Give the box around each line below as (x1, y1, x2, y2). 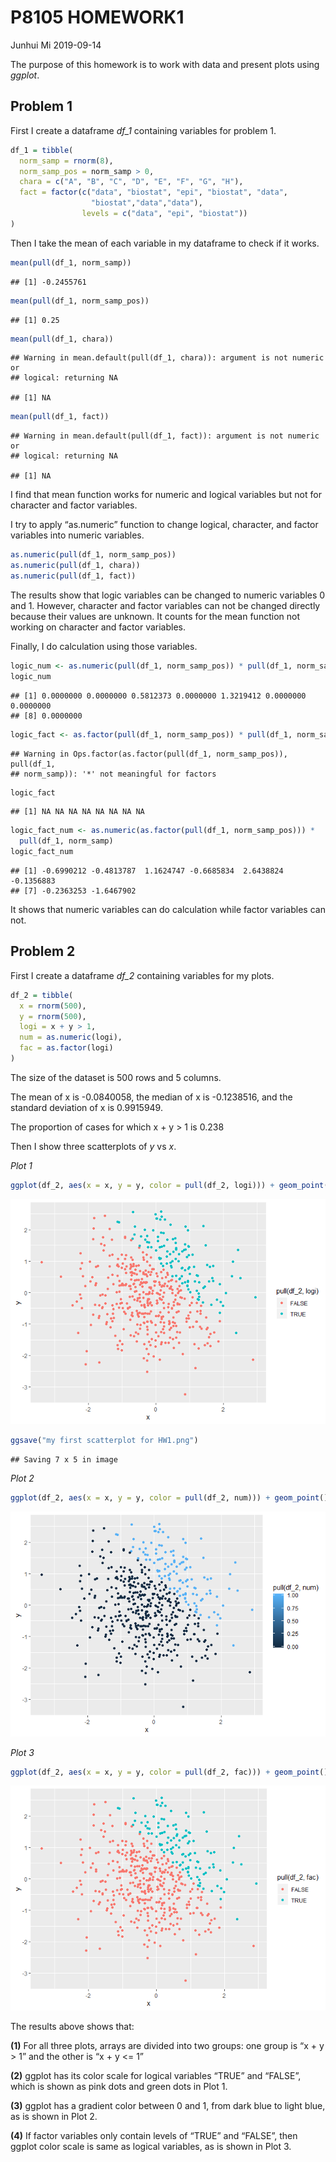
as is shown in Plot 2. (10, 2111, 98, 2123)
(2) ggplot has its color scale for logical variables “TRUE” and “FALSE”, (10, 2070, 302, 2082)
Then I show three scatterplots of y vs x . (10, 1140, 177, 1152)
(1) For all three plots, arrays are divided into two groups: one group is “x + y (10, 2040, 325, 2052)
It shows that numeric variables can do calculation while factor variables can (10, 904, 326, 915)
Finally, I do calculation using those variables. (10, 640, 198, 652)
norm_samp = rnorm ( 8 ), (19, 156, 114, 166)
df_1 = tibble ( (10, 145, 74, 155)
